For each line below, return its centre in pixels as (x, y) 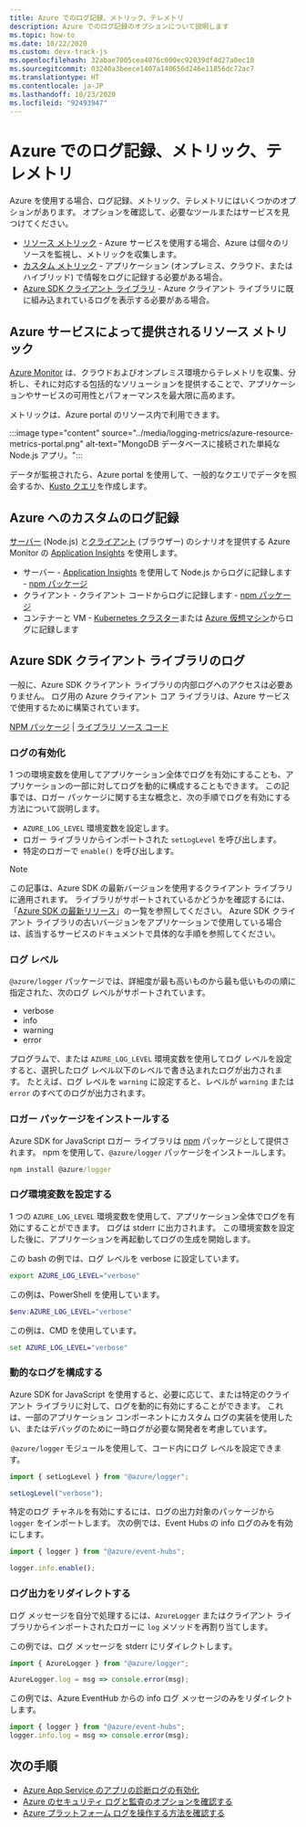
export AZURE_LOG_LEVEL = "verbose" (75, 1275)
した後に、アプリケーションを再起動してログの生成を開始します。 (133, 1239)
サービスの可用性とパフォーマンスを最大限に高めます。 (137, 396)
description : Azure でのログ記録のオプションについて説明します (119, 26)
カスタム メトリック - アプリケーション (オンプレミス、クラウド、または (158, 266)
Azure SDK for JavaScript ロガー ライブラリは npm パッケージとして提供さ (150, 1141)
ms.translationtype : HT (55, 78)
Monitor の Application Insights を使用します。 (96, 553)
